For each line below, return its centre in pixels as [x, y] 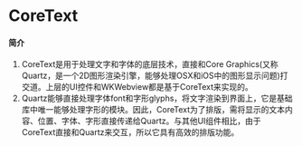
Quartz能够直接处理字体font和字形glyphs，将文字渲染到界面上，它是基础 [157, 98]
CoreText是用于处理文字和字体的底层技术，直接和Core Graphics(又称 [150, 64]
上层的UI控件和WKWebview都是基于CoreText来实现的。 [150, 87]
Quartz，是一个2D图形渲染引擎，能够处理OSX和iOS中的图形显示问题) [151, 76]
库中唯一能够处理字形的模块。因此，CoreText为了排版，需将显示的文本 [153, 110]
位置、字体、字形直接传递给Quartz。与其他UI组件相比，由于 [149, 121]
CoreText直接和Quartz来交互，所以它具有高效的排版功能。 [130, 132]
